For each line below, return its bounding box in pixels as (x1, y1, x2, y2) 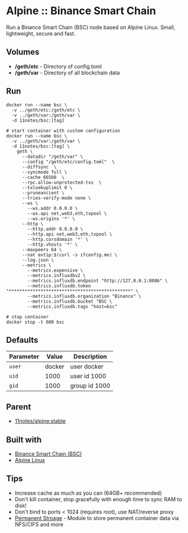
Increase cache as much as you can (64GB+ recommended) (14, 489, 163, 496)
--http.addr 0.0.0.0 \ (27, 226, 83, 232)
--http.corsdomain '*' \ (27, 236, 89, 242)
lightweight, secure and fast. (6, 30, 76, 37)
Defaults (6, 335, 38, 345)
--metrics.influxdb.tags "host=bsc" (27, 303, 118, 310)
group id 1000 (70, 382, 111, 390)
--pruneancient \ (21, 190, 65, 196)
